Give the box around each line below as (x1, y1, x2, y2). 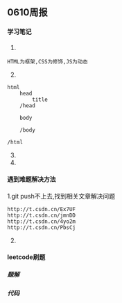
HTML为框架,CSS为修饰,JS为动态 (7, 58, 88, 65)
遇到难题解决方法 (7, 175, 56, 183)
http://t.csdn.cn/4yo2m (7, 218, 76, 225)
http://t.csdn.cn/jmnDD (7, 212, 76, 219)
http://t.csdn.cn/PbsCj (7, 224, 76, 231)
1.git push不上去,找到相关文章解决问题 (7, 192, 116, 200)
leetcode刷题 (7, 253, 46, 261)
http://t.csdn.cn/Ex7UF (7, 205, 76, 212)
